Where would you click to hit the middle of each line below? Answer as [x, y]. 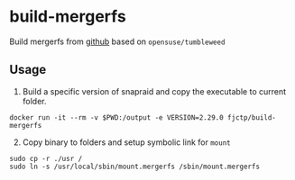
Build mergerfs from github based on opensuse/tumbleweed [117, 41]
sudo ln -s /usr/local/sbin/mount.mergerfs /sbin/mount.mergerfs [134, 166]
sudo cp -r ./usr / [46, 158]
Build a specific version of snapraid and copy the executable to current [154, 91]
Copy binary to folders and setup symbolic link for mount [127, 142]
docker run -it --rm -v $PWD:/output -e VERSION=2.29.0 [116, 117]
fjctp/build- [252, 117]
